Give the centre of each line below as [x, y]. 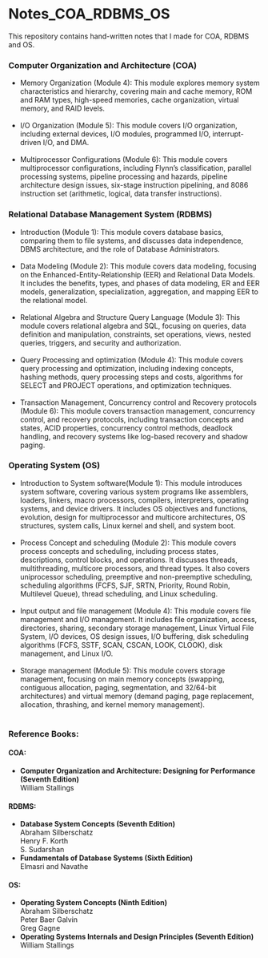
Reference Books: [44, 734]
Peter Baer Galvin [49, 920]
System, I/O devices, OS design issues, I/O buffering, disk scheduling [134, 636]
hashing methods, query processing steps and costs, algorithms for [131, 377]
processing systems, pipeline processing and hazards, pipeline [124, 176]
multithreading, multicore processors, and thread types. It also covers [135, 568]
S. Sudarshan [42, 850]
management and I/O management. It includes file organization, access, [138, 619]
